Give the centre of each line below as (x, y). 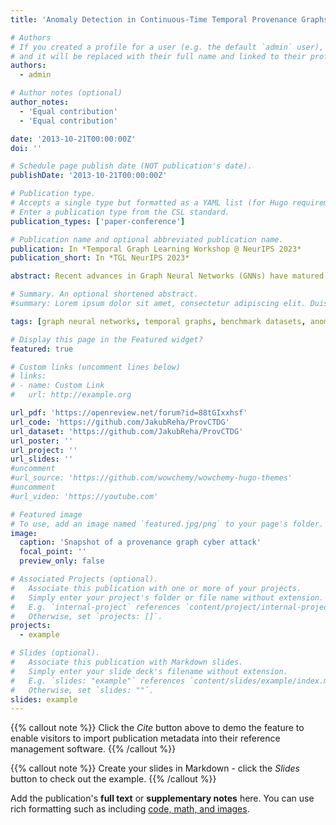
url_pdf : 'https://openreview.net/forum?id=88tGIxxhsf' (129, 413)
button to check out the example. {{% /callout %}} (113, 779)
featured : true (42, 349)
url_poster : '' (42, 441)
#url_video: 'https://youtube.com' (84, 496)
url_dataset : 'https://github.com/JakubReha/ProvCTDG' (127, 431)
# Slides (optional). (55, 653)
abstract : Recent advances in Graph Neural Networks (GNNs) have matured (167, 276)
